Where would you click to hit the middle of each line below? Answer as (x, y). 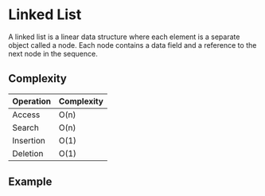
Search (26, 127)
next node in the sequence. (53, 53)
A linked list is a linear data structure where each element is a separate (124, 37)
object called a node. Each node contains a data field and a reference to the (132, 45)
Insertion (29, 140)
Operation (32, 101)
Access (26, 115)
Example (30, 182)
